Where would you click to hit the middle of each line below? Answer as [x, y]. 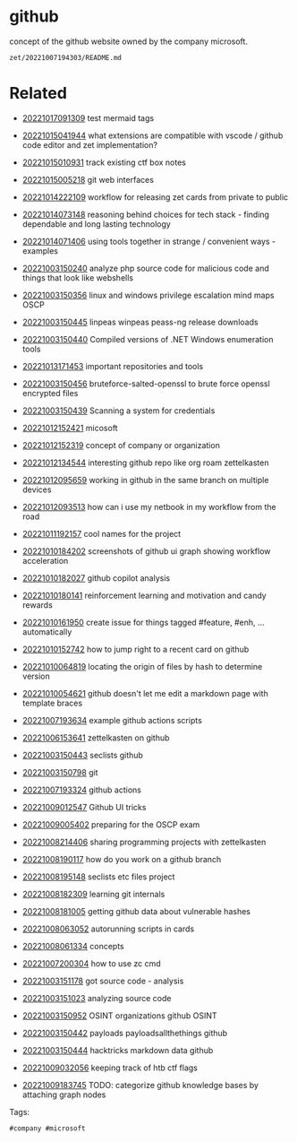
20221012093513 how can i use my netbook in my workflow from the [149, 506]
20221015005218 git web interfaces [88, 179]
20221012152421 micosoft [70, 428]
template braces [52, 703]
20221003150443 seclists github [82, 755]
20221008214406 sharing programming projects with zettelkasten [144, 842]
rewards [38, 605]
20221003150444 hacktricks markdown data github [118, 1050]
